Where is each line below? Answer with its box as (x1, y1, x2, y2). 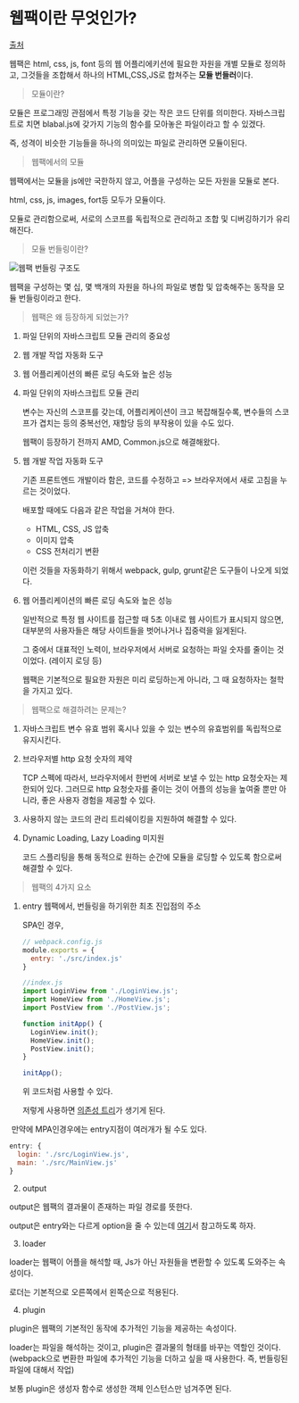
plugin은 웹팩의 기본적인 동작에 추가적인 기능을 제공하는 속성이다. (9, 1323, 237, 1333)
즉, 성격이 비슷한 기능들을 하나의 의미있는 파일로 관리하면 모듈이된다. (9, 137, 247, 148)
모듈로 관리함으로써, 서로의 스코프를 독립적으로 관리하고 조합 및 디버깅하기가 (9, 213, 274, 224)
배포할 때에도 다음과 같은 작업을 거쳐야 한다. (21, 504, 176, 515)
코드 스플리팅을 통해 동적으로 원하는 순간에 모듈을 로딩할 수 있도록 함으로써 (21, 851, 283, 862)
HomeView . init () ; (30, 1036, 96, 1045)
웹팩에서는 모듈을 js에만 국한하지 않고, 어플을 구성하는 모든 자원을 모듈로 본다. (9, 175, 279, 186)
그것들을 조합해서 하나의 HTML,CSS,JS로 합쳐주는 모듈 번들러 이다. (21, 69, 253, 80)
